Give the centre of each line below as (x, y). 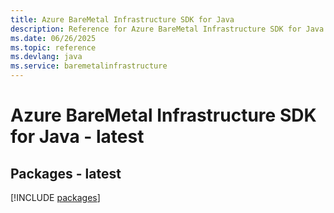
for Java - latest (77, 137)
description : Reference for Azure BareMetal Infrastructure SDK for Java (167, 29)
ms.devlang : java (46, 57)
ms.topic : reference (53, 47)
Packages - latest (66, 173)
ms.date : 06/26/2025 (53, 38)
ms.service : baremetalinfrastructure (89, 66)
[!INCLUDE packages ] (55, 197)
